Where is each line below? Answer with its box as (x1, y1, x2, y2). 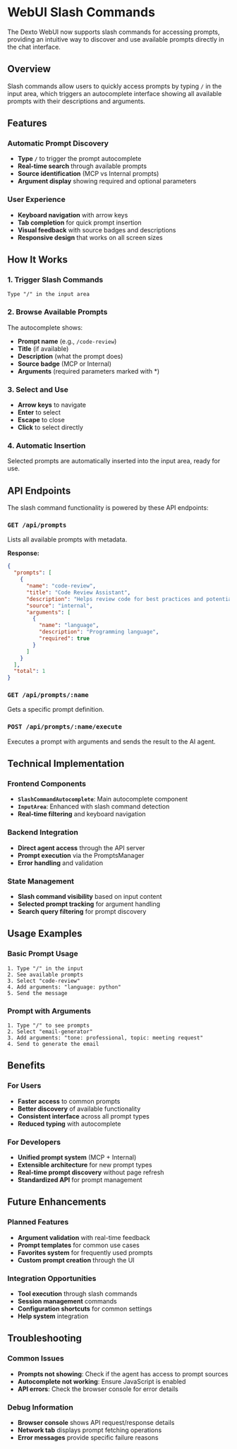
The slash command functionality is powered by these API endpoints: (7, 503, 209, 512)
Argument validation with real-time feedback (17, 1233, 150, 1241)
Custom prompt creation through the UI (17, 1256, 135, 1264)
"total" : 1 (13, 668, 46, 675)
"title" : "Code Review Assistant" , (25, 589, 131, 596)
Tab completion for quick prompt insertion (17, 218, 142, 227)
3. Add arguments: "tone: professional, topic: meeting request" (7, 1034, 203, 1042)
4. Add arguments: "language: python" (7, 983, 121, 991)
